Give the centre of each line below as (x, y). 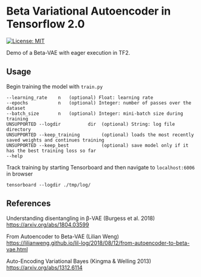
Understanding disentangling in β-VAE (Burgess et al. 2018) (81, 218)
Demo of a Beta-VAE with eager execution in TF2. (68, 52)
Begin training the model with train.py (55, 86)
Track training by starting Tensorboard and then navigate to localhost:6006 (101, 167)
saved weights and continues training (55, 140)
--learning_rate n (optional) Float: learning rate (80, 97)
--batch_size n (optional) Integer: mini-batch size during (95, 114)
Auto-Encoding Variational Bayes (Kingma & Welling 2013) (79, 261)
